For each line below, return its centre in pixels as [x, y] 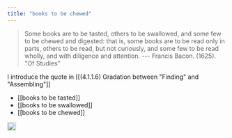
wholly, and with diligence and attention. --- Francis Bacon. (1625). [120, 56]
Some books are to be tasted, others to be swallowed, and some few [123, 33]
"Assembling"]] [29, 84]
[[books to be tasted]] [49, 98]
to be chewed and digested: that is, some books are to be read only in [124, 41]
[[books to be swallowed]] [55, 105]
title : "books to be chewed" [49, 14]
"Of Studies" [42, 63]
